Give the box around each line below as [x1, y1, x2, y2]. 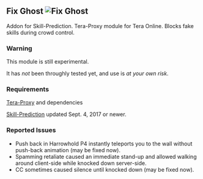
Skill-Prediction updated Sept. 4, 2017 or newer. [6, 111, 127, 118]
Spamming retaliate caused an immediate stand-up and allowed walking [15, 153, 197, 160]
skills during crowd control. [6, 29, 75, 36]
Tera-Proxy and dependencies [6, 99, 83, 106]
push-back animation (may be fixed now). [15, 146, 121, 153]
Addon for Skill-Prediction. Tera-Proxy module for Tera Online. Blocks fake [6, 22, 194, 29]
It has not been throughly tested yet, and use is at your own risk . [6, 70, 169, 77]
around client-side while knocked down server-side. [15, 159, 147, 167]
